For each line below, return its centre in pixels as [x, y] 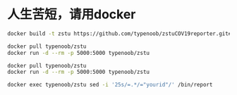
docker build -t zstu [39, 33]
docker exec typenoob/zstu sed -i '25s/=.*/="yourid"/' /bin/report [110, 85]
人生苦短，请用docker [72, 14]
